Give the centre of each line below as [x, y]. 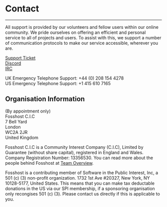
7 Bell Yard [16, 121]
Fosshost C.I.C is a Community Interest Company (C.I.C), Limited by [74, 147]
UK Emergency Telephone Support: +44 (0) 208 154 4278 [65, 78]
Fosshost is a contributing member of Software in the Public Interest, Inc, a [82, 173]
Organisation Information [45, 99]
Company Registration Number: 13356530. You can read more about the [79, 158]
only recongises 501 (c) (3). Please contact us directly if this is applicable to [83, 194]
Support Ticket [20, 58]
